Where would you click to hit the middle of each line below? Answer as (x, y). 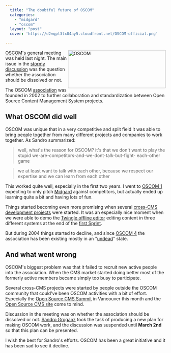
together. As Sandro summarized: (40, 140)
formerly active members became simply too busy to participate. (73, 278)
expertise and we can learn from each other (64, 176)
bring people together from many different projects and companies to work (84, 135)
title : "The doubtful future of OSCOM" (52, 10)
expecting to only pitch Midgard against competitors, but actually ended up (84, 191)
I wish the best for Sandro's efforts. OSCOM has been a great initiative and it (85, 340)
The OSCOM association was (36, 90)
